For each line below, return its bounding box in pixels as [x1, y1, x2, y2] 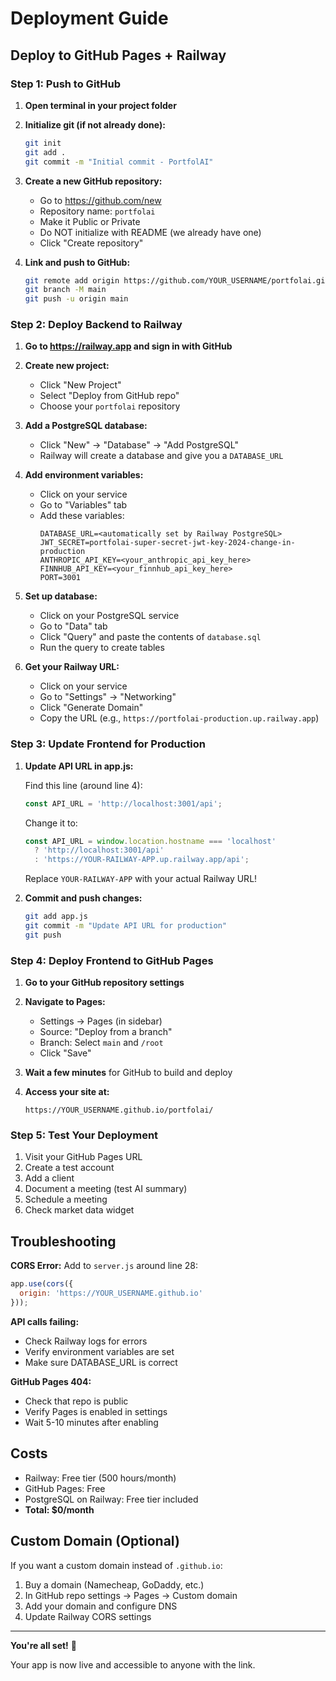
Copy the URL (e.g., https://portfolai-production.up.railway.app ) [39, 712, 320, 724]
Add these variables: [39, 510, 125, 522]
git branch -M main [24, 285, 107, 295]
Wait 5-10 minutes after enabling [24, 1416, 159, 1428]
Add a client [24, 1172, 75, 1184]
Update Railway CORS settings [24, 1610, 152, 1622]
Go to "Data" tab [39, 620, 108, 632]
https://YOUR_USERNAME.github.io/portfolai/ [24, 1105, 214, 1116]
